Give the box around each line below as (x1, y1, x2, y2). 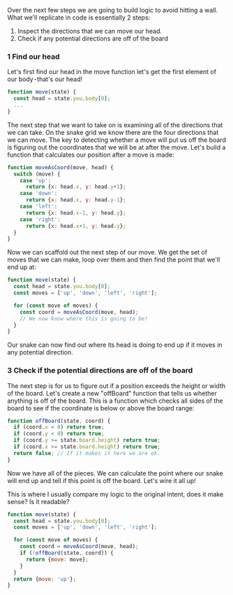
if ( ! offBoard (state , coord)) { (20, 550, 114, 557)
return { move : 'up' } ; (13, 575, 77, 582)
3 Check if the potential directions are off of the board (7, 366, 193, 375)
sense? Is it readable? (7, 497, 70, 506)
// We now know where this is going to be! (20, 315, 149, 322)
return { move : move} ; (25, 556, 89, 563)
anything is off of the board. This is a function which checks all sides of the (7, 396, 223, 405)
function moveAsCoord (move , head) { (7, 164, 114, 171)
